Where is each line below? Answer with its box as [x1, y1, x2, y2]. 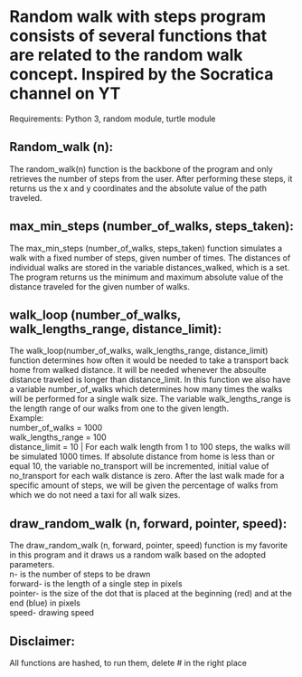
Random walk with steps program [9, 6, 267, 27]
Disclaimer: [9, 634, 75, 649]
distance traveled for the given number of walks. [9, 281, 190, 291]
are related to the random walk [9, 45, 243, 65]
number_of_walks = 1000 [9, 423, 103, 434]
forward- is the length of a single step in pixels [9, 578, 183, 589]
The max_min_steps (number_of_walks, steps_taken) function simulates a [9, 243, 283, 253]
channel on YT [9, 83, 121, 104]
